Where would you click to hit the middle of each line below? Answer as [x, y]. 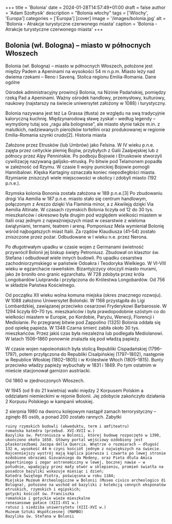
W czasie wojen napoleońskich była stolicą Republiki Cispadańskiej [76, 349]
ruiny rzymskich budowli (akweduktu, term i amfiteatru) [67, 426]
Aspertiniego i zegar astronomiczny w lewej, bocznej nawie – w [75, 462]
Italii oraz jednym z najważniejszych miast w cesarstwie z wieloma [76, 220]
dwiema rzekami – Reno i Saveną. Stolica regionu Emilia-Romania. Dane [81, 77]
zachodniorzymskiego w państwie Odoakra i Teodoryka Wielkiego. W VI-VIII [86, 263]
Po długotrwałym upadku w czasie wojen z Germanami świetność [75, 247]
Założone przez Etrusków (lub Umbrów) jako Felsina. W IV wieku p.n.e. [80, 145]
